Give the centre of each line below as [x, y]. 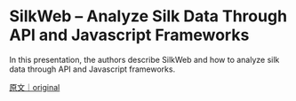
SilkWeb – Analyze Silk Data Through [148, 16]
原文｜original [35, 87]
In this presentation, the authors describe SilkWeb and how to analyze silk [144, 59]
